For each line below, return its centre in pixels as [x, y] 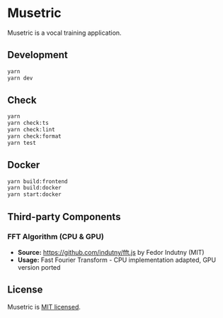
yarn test [22, 143]
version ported [39, 267]
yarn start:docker [34, 194]
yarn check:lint [31, 130]
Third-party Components [64, 217]
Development [38, 55]
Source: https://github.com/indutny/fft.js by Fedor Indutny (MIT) [111, 252]
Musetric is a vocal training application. [64, 33]
